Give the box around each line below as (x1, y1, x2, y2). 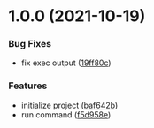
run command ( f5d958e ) (20, 109, 112, 120)
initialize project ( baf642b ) (20, 100, 119, 110)
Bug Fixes (8, 38, 52, 50)
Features (8, 79, 48, 92)
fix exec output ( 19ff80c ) (20, 57, 112, 68)
